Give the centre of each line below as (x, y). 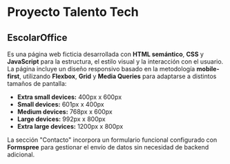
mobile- (208, 69)
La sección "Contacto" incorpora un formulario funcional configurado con (112, 140)
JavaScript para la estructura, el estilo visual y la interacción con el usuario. (115, 62)
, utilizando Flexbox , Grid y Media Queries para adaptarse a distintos (118, 76)
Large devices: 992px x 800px (61, 119)
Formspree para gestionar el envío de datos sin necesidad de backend (108, 147)
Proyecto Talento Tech (73, 12)
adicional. (21, 154)
